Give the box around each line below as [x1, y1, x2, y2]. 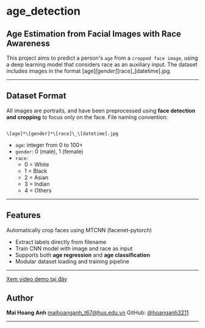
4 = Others [24, 186, 52, 194]
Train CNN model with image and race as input [15, 244, 133, 252]
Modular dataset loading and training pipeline [15, 258, 129, 265]
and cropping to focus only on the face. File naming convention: [6, 113, 168, 120]
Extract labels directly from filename [15, 238, 107, 246]
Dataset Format [6, 90, 67, 101]
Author [6, 293, 34, 304]
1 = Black [24, 167, 48, 175]
